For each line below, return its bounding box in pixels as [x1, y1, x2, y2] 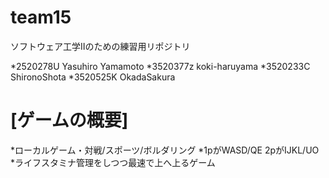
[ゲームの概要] [10, 109, 129, 132]
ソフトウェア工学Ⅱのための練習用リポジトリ [10, 40, 191, 52]
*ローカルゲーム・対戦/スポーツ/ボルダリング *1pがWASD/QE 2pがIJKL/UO [10, 144, 320, 156]
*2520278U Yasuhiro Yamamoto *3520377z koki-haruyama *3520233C [10, 60, 311, 72]
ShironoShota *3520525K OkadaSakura [10, 71, 176, 83]
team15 [10, 6, 72, 29]
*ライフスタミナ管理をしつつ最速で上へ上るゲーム [10, 156, 216, 168]
